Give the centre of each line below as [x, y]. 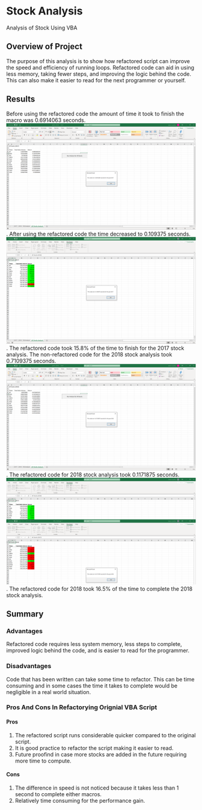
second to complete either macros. [58, 794]
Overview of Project [44, 47]
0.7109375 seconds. [31, 361]
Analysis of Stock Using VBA [42, 28]
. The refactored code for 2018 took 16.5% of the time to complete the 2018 [99, 589]
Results [21, 99]
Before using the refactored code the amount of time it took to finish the [95, 114]
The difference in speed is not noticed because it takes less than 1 [97, 788]
